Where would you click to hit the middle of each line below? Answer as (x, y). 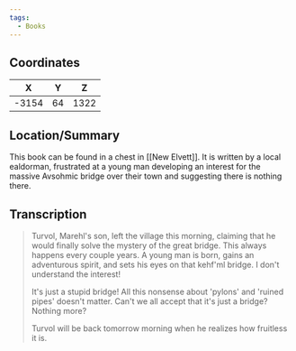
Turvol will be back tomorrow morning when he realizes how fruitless (159, 328)
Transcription (48, 214)
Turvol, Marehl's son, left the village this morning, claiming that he (153, 236)
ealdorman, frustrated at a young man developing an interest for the (135, 167)
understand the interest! (76, 274)
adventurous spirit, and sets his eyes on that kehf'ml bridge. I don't (155, 264)
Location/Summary (64, 135)
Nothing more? (59, 310)
